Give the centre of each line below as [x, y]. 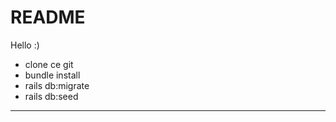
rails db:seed [51, 96]
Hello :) [25, 45]
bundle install [52, 75]
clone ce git [49, 64]
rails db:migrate [57, 85]
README [48, 17]
